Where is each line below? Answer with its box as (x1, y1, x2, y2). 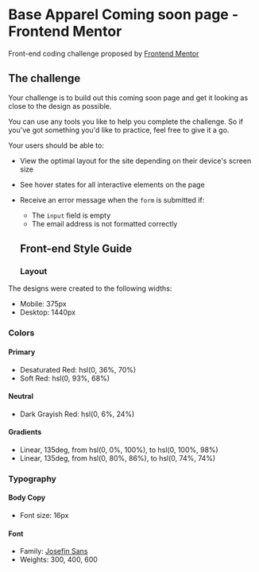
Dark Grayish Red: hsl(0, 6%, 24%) (19, 409, 135, 419)
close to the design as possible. (8, 101, 112, 110)
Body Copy (8, 493, 46, 502)
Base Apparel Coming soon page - (8, 6, 239, 24)
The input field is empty (31, 211, 111, 220)
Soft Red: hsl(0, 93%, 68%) (19, 373, 110, 383)
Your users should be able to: (8, 141, 105, 150)
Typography (8, 473, 57, 484)
